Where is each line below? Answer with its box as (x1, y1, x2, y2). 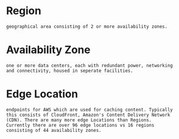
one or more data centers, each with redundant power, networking (6, 62, 173, 68)
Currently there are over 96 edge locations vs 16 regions (6, 122, 155, 128)
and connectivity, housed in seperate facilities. (6, 68, 134, 74)
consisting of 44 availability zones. (6, 127, 102, 133)
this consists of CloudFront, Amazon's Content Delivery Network (6, 112, 170, 118)
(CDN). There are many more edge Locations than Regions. (6, 117, 152, 123)
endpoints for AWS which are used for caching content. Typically (6, 107, 173, 112)
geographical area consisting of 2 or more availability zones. (6, 24, 168, 29)
